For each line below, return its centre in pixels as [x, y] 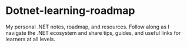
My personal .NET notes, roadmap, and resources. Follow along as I [88, 27]
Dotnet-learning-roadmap [70, 11]
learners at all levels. [30, 39]
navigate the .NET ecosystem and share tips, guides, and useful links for [93, 32]
